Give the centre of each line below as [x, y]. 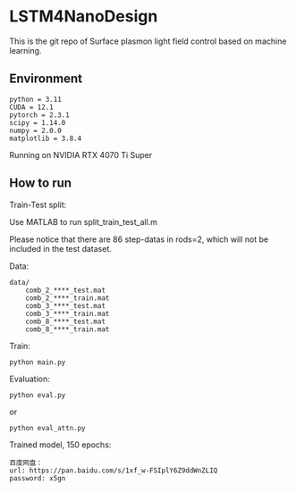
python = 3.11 [36, 99]
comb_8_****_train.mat [68, 329]
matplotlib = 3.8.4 [46, 138]
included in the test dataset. [60, 248]
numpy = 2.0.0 [36, 130]
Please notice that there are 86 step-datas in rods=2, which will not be [139, 239]
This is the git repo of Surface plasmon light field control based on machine [148, 41]
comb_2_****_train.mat [68, 298]
